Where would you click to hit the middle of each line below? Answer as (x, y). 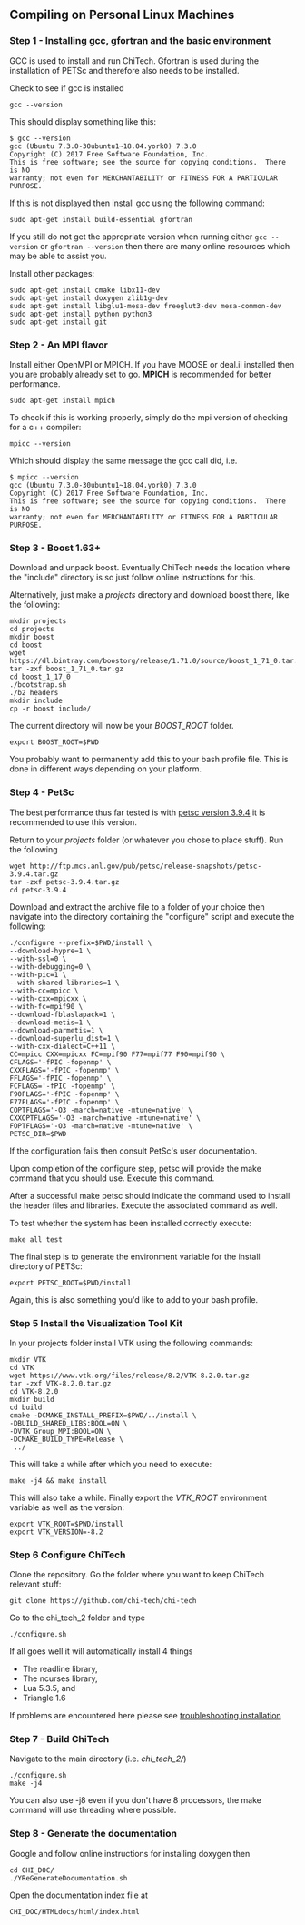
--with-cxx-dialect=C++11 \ (63, 1046)
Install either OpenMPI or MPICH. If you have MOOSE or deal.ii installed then (152, 364)
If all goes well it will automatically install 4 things (101, 1651)
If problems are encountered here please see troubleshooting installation (145, 1716)
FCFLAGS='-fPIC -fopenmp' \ (63, 1086)
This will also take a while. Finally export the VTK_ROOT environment (138, 1497)
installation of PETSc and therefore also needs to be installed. (124, 70)
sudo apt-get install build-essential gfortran (101, 219)
